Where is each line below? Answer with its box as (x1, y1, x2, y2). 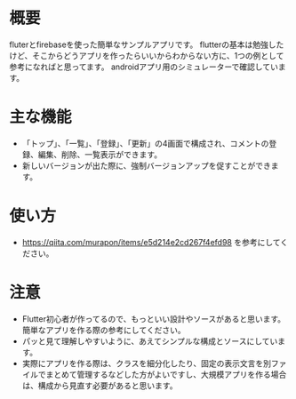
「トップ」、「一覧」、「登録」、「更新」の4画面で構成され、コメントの (21, 138, 269, 148)
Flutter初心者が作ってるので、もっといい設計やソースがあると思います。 (21, 313, 286, 324)
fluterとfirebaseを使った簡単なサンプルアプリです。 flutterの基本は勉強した (9, 39, 284, 50)
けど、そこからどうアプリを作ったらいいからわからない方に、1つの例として (9, 50, 284, 60)
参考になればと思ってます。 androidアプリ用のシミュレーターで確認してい (9, 61, 278, 72)
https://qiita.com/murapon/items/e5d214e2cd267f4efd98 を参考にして (21, 236, 281, 247)
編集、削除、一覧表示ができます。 (37, 148, 163, 160)
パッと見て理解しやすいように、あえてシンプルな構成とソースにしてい (21, 335, 278, 347)
